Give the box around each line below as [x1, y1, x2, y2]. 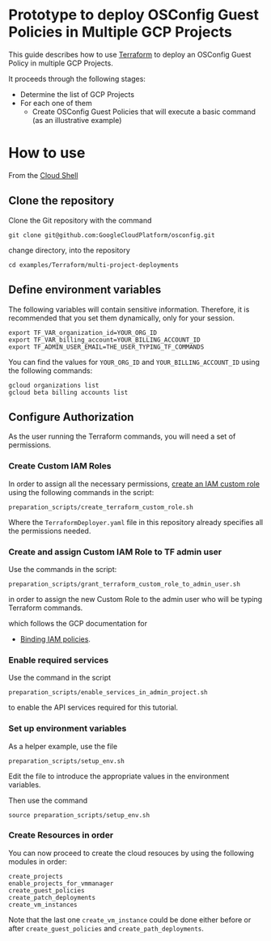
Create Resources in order [8, 829, 114, 841]
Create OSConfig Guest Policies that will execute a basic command [32, 107, 256, 117]
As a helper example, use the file [8, 741, 118, 751]
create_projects [8, 872, 63, 880]
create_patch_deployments [8, 893, 95, 901]
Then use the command [8, 795, 88, 805]
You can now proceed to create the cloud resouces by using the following [8, 848, 255, 858]
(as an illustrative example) [32, 115, 122, 125]
